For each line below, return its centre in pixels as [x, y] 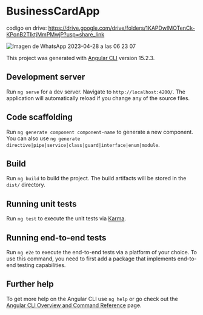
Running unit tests [42, 204]
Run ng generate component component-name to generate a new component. [100, 132]
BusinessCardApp [53, 11]
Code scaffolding [39, 117]
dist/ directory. [26, 185]
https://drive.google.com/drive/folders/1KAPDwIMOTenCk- [121, 28]
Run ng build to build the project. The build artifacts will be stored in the [96, 178]
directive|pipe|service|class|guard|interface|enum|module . [83, 144]
